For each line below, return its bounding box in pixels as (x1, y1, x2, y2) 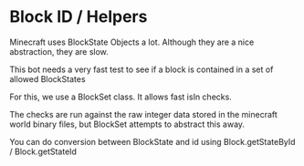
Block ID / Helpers (9, 6, 148, 27)
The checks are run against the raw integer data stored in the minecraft (9, 109, 278, 119)
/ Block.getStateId (9, 146, 78, 157)
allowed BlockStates (9, 73, 86, 84)
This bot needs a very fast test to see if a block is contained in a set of (9, 64, 274, 75)
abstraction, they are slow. (9, 46, 110, 57)
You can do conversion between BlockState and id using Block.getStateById (9, 136, 296, 147)
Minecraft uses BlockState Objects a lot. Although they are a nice (9, 36, 255, 47)
